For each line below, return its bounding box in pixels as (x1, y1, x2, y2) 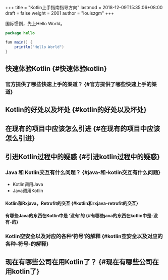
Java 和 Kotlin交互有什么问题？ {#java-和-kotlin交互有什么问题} (5, 169, 161, 176)
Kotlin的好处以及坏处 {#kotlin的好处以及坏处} (5, 106, 147, 114)
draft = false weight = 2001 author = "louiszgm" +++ (5, 10, 115, 16)
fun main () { (5, 39, 33, 44)
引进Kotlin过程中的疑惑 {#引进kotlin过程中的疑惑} (5, 152, 160, 161)
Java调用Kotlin (12, 188, 43, 194)
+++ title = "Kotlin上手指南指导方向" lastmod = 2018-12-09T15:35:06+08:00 (5, 5, 163, 10)
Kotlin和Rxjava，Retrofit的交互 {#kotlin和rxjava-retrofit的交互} (5, 200, 139, 206)
